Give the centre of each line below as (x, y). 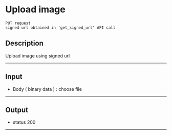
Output (17, 110)
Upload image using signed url (38, 55)
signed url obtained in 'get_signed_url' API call (60, 27)
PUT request (18, 23)
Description (24, 43)
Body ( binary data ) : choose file (47, 89)
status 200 (24, 122)
